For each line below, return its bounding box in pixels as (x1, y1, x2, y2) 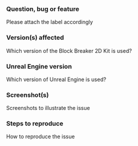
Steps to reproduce (6, 120, 64, 128)
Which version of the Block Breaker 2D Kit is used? (6, 47, 132, 54)
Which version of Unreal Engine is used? (6, 76, 107, 83)
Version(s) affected (6, 34, 64, 42)
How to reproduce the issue (6, 133, 75, 140)
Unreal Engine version (6, 62, 72, 70)
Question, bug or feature (6, 5, 80, 13)
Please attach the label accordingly (6, 19, 93, 26)
